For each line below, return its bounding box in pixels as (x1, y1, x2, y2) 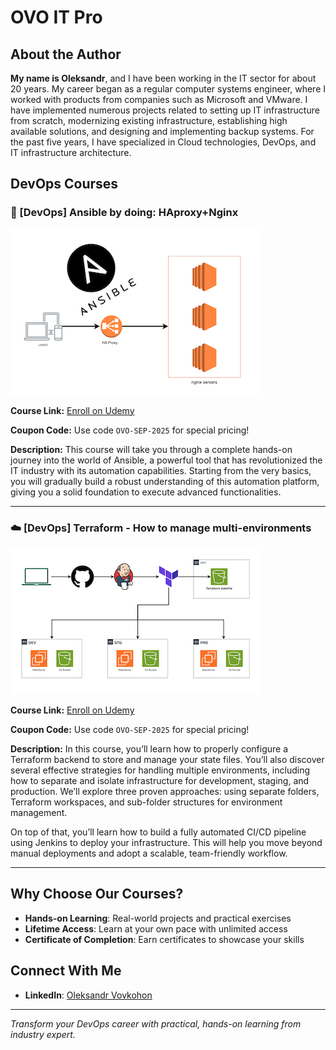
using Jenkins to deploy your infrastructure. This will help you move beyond (10, 836, 323, 848)
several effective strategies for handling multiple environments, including (10, 764, 311, 776)
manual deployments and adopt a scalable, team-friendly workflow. (10, 847, 288, 859)
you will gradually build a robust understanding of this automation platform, (10, 475, 320, 487)
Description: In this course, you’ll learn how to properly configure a (10, 742, 289, 755)
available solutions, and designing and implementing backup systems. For (10, 126, 315, 137)
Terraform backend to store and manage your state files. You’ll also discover (10, 753, 325, 765)
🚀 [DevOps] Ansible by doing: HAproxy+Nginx (10, 206, 239, 220)
